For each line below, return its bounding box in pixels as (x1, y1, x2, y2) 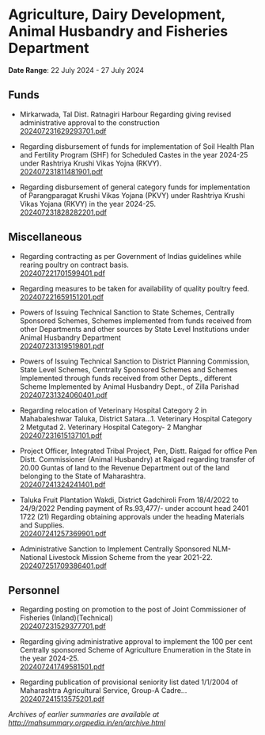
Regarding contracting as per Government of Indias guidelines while (19, 251, 242, 261)
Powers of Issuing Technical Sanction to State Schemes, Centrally (19, 307, 235, 317)
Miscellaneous (8, 230, 82, 244)
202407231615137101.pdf (19, 430, 103, 440)
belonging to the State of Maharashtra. (19, 471, 146, 481)
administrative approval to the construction (19, 117, 161, 128)
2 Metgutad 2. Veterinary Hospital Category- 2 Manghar (19, 422, 203, 432)
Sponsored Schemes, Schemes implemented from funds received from (19, 315, 252, 326)
